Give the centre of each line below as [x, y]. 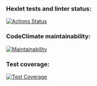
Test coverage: [28, 64]
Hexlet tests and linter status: [49, 9]
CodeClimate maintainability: [49, 37]
